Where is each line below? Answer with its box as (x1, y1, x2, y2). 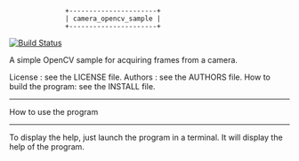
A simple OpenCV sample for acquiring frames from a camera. (9, 55, 238, 65)
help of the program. (9, 142, 85, 152)
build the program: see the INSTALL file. (9, 81, 156, 91)
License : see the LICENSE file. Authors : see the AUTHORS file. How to (9, 72, 271, 82)
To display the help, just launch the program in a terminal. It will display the (9, 132, 283, 142)
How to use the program (9, 107, 99, 117)
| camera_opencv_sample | (65, 14, 162, 23)
